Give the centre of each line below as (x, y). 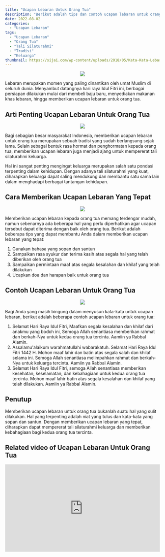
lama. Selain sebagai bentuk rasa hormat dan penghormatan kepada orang (81, 146)
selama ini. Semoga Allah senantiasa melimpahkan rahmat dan (75, 358)
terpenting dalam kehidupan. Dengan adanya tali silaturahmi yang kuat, (77, 171)
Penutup (18, 399)
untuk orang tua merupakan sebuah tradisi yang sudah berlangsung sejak (80, 141)
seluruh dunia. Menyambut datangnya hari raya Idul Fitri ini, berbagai (75, 89)
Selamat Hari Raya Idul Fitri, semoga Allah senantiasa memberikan (79, 368)
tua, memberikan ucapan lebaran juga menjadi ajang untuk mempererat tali (81, 151)
